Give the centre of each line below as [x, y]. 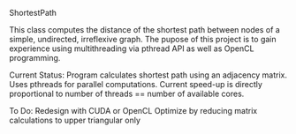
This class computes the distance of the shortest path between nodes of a [144, 30]
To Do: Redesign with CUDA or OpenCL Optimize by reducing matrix [133, 111]
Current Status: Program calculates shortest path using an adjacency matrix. [148, 75]
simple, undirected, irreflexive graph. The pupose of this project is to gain [143, 39]
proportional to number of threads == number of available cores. [127, 93]
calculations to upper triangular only [75, 120]
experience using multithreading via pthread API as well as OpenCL [132, 48]
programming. [35, 58]
